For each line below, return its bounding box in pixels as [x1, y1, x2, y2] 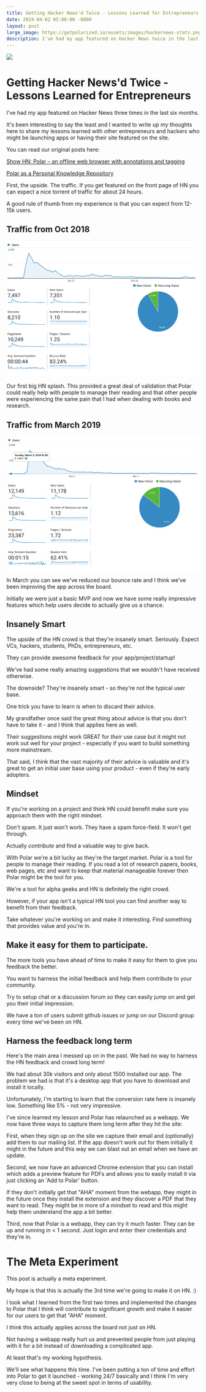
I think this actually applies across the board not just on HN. [6, 1324, 157, 1331]
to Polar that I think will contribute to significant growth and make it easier [6, 1305, 193, 1313]
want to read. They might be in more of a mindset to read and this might [6, 1202, 188, 1209]
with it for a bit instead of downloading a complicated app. [6, 1342, 153, 1350]
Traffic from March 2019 [6, 419, 101, 430]
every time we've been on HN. [6, 1018, 83, 1025]
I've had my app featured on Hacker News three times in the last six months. [6, 109, 199, 117]
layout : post [6, 23, 40, 29]
